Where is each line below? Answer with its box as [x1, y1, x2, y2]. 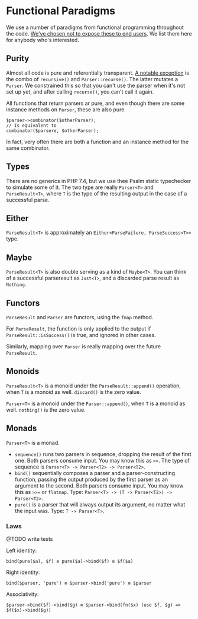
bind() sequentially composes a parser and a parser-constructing [14, 469, 176, 476]
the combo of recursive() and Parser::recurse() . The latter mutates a [6, 75, 178, 82]
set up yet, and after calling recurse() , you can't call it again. [6, 88, 154, 95]
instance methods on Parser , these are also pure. [6, 105, 126, 113]
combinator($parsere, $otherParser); [6, 127, 99, 134]
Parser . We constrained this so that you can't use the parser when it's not [6, 82, 186, 89]
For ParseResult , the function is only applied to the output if [6, 325, 151, 332]
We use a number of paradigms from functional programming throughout [6, 24, 184, 31]
